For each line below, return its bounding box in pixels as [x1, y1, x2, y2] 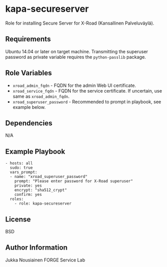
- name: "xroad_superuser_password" [10, 174, 88, 180]
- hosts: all [5, 161, 33, 166]
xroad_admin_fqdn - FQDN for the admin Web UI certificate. [12, 82, 136, 88]
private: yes [14, 183, 42, 188]
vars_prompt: [10, 170, 38, 175]
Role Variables [5, 69, 52, 77]
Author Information [5, 243, 68, 252]
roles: [10, 196, 24, 202]
